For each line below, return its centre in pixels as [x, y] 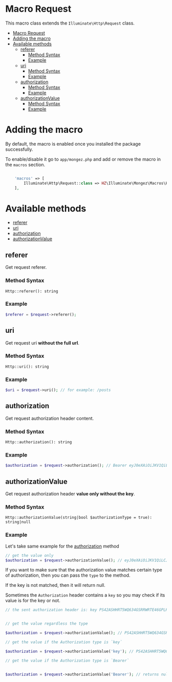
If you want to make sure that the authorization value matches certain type [84, 570]
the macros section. [25, 165]
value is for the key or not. [33, 601]
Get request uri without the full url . [42, 343]
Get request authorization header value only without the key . [70, 494]
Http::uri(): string [27, 367]
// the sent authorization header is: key [51, 610]
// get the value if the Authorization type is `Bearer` [67, 661]
